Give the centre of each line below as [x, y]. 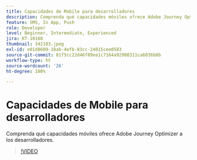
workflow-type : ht [28, 60]
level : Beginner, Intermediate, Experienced [61, 33]
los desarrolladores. [30, 140]
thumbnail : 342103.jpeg [35, 44]
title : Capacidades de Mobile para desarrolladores [70, 11]
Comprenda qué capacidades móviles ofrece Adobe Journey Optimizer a [94, 134]
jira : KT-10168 [25, 39]
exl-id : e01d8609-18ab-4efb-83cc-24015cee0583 [64, 50]
